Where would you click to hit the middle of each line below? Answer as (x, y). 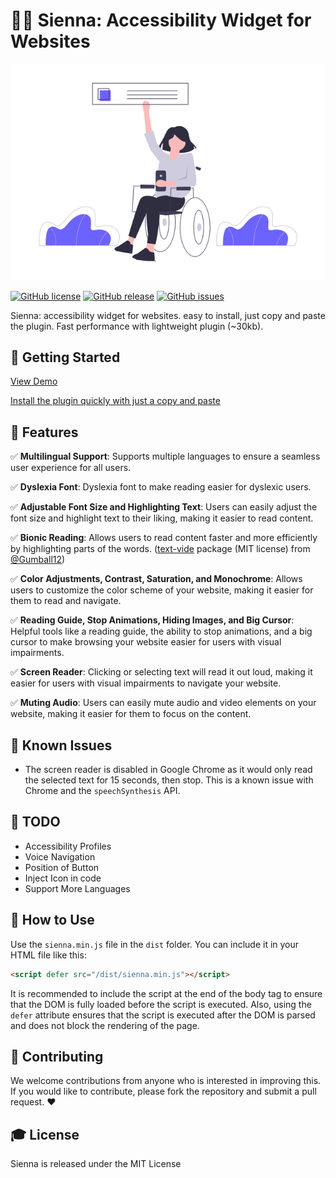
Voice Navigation (60, 856)
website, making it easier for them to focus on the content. (131, 714)
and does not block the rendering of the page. (105, 1025)
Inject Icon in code (63, 878)
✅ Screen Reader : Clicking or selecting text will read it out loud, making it (161, 672)
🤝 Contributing (57, 1056)
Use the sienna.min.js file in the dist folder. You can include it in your (155, 944)
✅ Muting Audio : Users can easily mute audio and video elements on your (163, 703)
